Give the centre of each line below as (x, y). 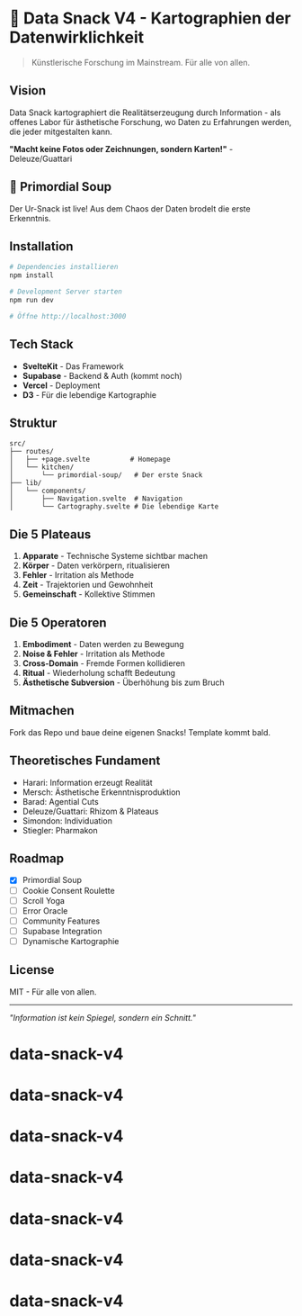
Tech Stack (41, 344)
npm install (31, 275)
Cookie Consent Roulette (68, 890)
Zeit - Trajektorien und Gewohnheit (88, 585)
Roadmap (37, 859)
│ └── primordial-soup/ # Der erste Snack (106, 475)
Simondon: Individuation (67, 820)
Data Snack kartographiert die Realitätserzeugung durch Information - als (145, 113)
